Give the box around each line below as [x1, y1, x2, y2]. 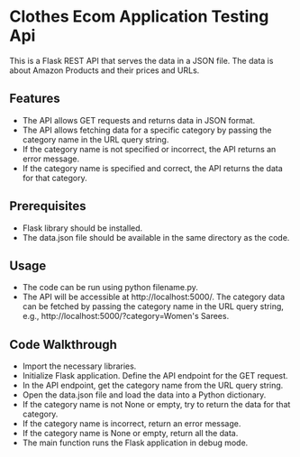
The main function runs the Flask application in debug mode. [22, 437, 249, 448]
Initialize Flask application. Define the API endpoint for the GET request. [22, 370, 288, 381]
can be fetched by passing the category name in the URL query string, [22, 301, 284, 312]
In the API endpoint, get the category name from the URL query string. [22, 380, 284, 391]
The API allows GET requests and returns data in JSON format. [22, 114, 256, 125]
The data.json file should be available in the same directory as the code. [22, 232, 290, 242]
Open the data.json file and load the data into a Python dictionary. [22, 389, 267, 400]
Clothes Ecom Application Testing [9, 6, 269, 27]
